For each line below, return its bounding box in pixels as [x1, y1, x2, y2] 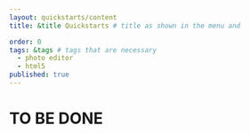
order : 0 [9, 37, 42, 46]
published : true [9, 70, 69, 80]
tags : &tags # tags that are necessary [9, 45, 157, 54]
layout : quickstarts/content [9, 12, 117, 22]
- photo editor [17, 54, 74, 63]
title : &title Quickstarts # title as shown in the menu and [9, 21, 241, 30]
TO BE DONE [9, 108, 104, 129]
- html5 [17, 62, 46, 71]
